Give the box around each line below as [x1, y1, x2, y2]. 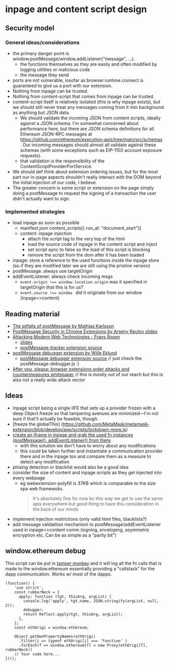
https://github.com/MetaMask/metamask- [63, 421, 150, 427]
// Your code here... [14, 651, 60, 656]
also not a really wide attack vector [12, 377, 86, 383]
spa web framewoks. [20, 485, 64, 491]
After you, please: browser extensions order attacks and [12, 366, 130, 372]
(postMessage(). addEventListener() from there [12, 437, 111, 443]
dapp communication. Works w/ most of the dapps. [5, 571, 112, 577]
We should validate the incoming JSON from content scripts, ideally [20, 115, 161, 121]
